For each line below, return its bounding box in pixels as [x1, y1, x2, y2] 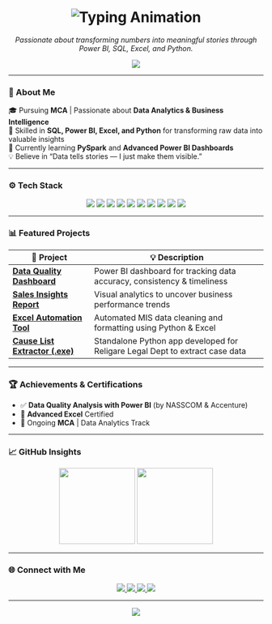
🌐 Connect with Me [8, 564, 87, 575]
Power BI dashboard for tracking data [94, 265, 236, 276]
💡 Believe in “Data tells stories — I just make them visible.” [8, 152, 202, 161]
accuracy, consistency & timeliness [94, 276, 228, 287]
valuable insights [8, 135, 65, 144]
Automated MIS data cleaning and [94, 312, 223, 323]
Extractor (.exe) [12, 345, 74, 357]
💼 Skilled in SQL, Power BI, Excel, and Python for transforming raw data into [8, 126, 263, 135]
